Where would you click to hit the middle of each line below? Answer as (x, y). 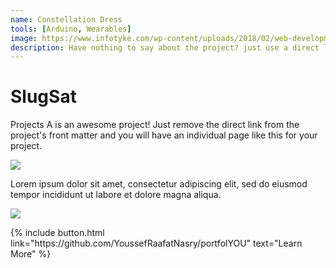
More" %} (31, 254)
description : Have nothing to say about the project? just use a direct (165, 47)
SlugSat (43, 97)
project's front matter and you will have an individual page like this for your (164, 135)
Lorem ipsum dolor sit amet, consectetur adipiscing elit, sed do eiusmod (159, 184)
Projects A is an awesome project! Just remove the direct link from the (155, 125)
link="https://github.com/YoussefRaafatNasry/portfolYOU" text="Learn (156, 243)
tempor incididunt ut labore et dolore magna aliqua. (116, 195)
